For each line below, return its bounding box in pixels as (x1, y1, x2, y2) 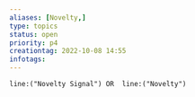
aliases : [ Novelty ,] (9, 13, 87, 22)
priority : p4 (9, 38, 58, 48)
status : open (9, 30, 58, 39)
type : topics (9, 22, 58, 31)
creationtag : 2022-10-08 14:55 (9, 47, 127, 56)
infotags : (9, 55, 47, 64)
